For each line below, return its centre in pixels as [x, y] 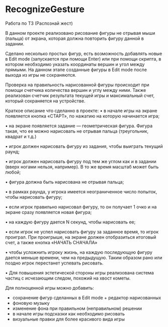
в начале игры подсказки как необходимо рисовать [68, 313]
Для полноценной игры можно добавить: [50, 288]
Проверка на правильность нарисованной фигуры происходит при [77, 85]
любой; [13, 172]
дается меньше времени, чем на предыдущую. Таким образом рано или [84, 257]
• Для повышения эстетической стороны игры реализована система [80, 272]
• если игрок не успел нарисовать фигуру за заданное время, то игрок [82, 232]
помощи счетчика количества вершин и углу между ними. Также [76, 90]
